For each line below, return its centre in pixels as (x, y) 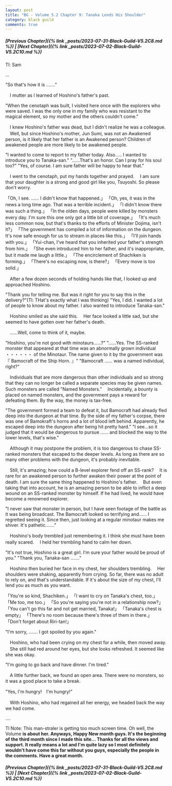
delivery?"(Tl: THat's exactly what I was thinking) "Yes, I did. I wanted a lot (84, 300)
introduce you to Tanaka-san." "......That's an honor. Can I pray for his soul (83, 160)
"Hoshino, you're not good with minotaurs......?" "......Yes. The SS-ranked (82, 343)
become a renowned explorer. (37, 499)
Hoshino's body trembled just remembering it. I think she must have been (87, 536)
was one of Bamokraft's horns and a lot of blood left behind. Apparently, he (85, 421)
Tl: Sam (13, 65)
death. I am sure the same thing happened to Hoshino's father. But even (83, 482)
